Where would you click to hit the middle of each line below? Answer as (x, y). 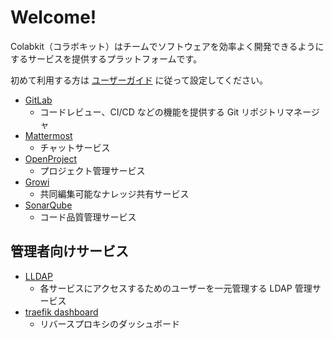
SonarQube (48, 205)
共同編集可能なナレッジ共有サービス (114, 193)
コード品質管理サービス (88, 217)
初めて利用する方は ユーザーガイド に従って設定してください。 (139, 80)
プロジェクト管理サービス (92, 170)
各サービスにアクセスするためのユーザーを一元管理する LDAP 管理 (176, 288)
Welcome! (53, 17)
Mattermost (48, 135)
